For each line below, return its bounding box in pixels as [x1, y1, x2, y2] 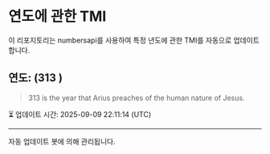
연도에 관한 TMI [8, 7, 107, 26]
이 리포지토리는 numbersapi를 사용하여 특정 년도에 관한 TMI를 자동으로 [8, 35, 232, 45]
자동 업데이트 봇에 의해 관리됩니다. [8, 136, 116, 146]
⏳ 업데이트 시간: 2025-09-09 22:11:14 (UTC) [8, 109, 152, 119]
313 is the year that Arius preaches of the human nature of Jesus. [27, 93, 245, 103]
